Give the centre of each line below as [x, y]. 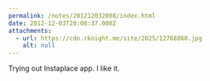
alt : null [39, 46]
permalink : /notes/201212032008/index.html [82, 16]
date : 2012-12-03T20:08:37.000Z [62, 23]
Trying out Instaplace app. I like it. [64, 68]
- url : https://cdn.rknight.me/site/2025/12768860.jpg [109, 38]
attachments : [30, 30]
